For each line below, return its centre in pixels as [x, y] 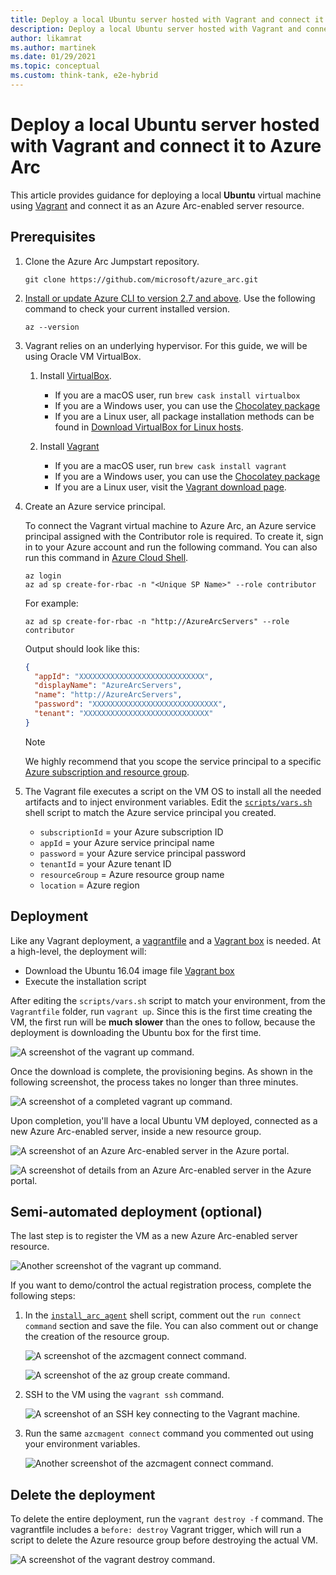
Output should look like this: [82, 648]
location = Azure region [89, 885]
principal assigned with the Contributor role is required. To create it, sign [174, 536]
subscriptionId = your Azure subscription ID [131, 832]
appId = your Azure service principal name [127, 842]
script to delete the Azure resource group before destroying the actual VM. [164, 1540]
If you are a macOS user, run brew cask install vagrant [170, 465]
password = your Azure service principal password [143, 853]
